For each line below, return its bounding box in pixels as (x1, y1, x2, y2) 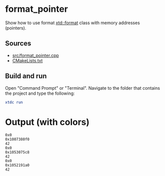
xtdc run (5, 100, 23, 105)
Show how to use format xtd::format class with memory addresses (5, 20, 140, 26)
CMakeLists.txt (12, 58, 43, 64)
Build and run (5, 72, 47, 80)
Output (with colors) (5, 116, 90, 128)
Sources (5, 39, 32, 48)
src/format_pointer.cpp (12, 52, 59, 58)
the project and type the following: (5, 90, 75, 96)
